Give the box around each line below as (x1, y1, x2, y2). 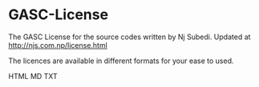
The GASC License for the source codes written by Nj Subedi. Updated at (8, 32, 251, 42)
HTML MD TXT (8, 71, 58, 81)
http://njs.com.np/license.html (8, 40, 108, 49)
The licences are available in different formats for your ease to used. (8, 56, 234, 65)
